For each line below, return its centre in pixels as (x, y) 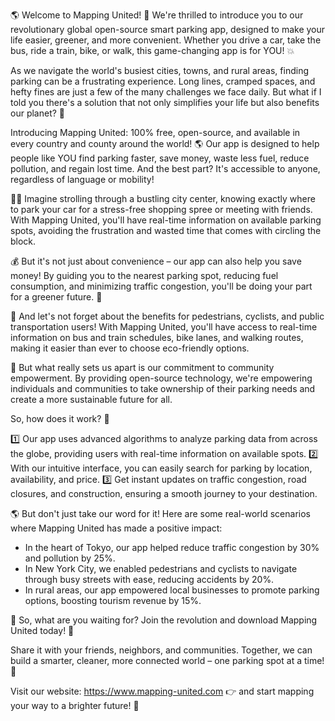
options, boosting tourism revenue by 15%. (113, 600)
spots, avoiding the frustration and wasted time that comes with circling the (166, 230)
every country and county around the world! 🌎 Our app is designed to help (165, 143)
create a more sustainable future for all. (91, 399)
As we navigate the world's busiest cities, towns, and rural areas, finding (159, 70)
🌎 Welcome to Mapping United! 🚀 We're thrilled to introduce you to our (157, 15)
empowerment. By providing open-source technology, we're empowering (161, 378)
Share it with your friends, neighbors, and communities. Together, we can (161, 650)
